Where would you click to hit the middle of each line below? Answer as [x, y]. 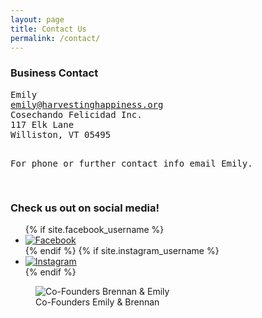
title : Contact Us [48, 29]
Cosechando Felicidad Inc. [76, 114]
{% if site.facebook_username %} [94, 229]
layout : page [37, 19]
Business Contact [54, 73]
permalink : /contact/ [55, 38]
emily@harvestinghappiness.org [87, 104]
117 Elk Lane [42, 124]
